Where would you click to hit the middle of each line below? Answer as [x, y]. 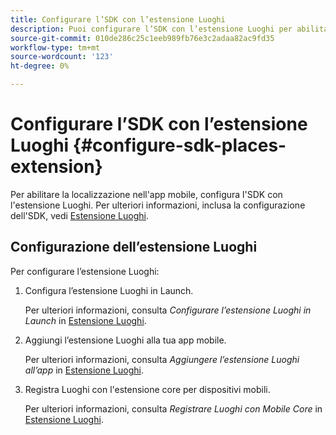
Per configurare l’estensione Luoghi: [85, 271]
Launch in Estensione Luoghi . [85, 320]
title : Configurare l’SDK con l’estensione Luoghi [118, 19]
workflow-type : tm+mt [55, 47]
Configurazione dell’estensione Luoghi [134, 247]
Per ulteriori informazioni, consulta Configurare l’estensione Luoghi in [168, 310]
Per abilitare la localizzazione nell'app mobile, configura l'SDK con [146, 194]
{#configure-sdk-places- [179, 145]
